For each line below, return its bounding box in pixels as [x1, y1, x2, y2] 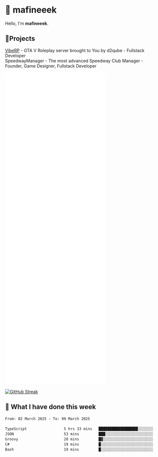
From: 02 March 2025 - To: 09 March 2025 [5, 416, 90, 421]
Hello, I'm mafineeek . [5, 20, 49, 26]
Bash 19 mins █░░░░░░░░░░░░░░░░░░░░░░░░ [5, 447, 153, 452]
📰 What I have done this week [5, 403, 96, 411]
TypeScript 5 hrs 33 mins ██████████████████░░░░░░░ [5, 426, 153, 432]
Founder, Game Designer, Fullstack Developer [5, 63, 97, 69]
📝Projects [5, 35, 35, 43]
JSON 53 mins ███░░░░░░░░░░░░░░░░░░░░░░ [5, 432, 153, 437]
